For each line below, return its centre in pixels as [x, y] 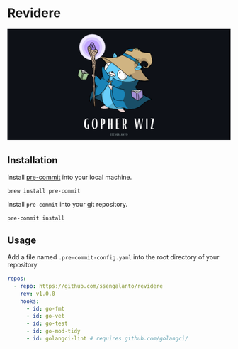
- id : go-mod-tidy [53, 331]
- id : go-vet [45, 316]
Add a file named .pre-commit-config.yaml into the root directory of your [113, 257]
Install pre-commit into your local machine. [70, 177]
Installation [33, 160]
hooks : [30, 301]
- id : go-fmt [45, 308]
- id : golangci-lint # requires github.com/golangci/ [107, 339]
